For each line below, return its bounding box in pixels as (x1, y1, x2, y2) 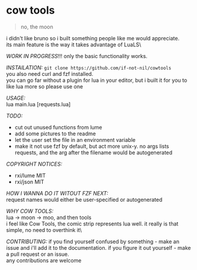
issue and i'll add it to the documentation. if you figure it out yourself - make (6, 244, 191, 251)
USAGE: (6, 94, 25, 101)
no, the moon (20, 23, 53, 30)
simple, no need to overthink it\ (6, 226, 82, 233)
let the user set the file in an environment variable (14, 136, 136, 143)
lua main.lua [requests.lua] (6, 100, 71, 107)
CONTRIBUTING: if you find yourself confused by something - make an (6, 238, 179, 245)
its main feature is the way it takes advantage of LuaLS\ (6, 41, 141, 48)
